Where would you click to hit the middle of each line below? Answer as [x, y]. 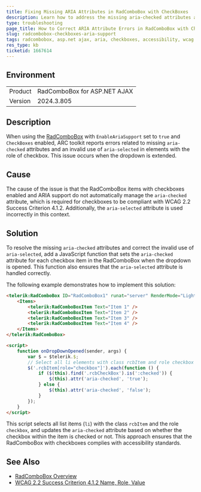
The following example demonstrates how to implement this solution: [91, 285]
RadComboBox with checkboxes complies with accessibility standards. [94, 443]
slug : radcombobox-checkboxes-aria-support [61, 34]
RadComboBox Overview [46, 476]
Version [20, 101]
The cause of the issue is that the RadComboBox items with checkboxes [95, 189]
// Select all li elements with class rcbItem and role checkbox [111, 362]
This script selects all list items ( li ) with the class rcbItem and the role [92, 424]
